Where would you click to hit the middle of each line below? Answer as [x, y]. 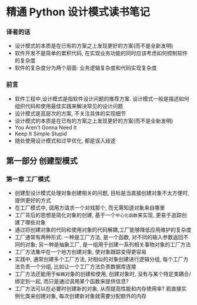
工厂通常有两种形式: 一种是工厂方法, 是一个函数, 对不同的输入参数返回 [99, 237]
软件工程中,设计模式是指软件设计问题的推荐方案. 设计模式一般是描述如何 [102, 98]
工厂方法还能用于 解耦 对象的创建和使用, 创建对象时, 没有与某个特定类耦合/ [103, 274]
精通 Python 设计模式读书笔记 [78, 12]
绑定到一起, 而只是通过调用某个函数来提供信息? [71, 281]
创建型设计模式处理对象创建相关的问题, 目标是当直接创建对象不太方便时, [102, 193]
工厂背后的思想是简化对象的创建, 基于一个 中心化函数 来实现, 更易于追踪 [98, 215]
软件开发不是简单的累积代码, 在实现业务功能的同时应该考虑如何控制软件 [101, 53]
